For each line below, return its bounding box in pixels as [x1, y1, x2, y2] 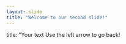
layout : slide [6, 8, 43, 15]
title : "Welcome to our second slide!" [6, 14, 108, 20]
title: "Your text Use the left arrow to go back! [6, 31, 120, 38]
